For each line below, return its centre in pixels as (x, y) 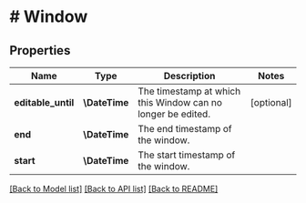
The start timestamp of (187, 155)
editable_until (44, 102)
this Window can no (180, 102)
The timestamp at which (189, 91)
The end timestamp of (185, 129)
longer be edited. (174, 114)
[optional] (271, 102)
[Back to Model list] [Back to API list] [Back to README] (114, 189)
